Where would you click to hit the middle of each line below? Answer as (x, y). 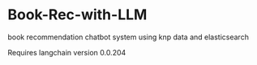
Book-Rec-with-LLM (77, 15)
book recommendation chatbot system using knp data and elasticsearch (128, 37)
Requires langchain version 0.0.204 (67, 52)
